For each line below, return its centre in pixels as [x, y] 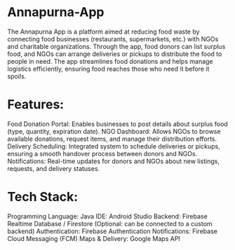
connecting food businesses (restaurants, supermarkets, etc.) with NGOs [113, 39]
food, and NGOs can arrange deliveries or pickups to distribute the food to [115, 54]
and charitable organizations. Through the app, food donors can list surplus [116, 46]
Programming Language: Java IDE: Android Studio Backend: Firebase [108, 216]
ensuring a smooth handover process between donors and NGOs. [102, 153]
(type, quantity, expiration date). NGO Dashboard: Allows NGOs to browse [114, 131]
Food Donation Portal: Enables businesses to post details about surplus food [117, 124]
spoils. [17, 76]
